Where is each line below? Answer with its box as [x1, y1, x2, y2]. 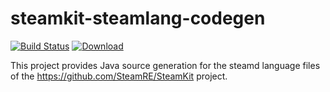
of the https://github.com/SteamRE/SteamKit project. [10, 70, 228, 82]
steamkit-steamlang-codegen [10, 7, 266, 30]
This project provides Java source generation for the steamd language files [10, 59, 321, 71]
